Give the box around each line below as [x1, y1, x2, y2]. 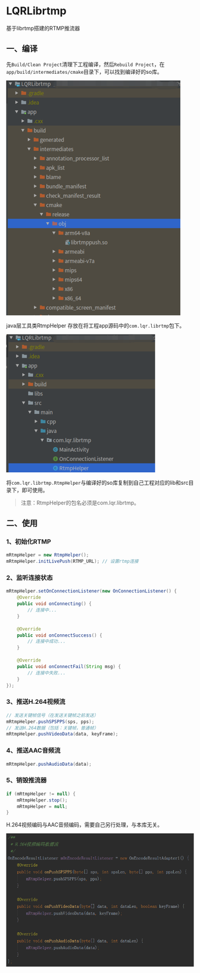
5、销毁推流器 [6, 776, 47, 784]
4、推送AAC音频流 [6, 746, 61, 754]
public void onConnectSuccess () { [17, 632, 102, 638]
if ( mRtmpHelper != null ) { [6, 791, 76, 797]
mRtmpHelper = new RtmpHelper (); [6, 552, 89, 558]
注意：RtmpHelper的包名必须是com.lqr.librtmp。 [20, 499, 140, 506]
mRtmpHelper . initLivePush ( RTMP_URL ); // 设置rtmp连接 [6, 559, 139, 565]
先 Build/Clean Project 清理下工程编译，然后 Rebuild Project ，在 [6, 61, 165, 68]
